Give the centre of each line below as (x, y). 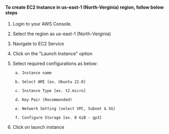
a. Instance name (33, 73)
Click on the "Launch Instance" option (52, 54)
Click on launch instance (38, 127)
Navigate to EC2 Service (38, 44)
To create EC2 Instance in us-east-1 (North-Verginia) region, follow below (84, 7)
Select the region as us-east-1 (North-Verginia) (62, 34)
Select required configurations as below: (55, 63)
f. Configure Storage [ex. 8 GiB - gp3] (59, 118)
